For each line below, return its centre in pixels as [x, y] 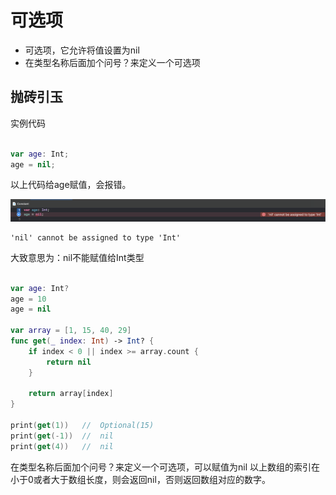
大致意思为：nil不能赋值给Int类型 [77, 257]
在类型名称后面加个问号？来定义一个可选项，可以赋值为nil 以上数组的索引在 [165, 467]
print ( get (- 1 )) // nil [62, 436]
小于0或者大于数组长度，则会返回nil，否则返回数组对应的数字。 [140, 479]
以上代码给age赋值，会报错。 [71, 185]
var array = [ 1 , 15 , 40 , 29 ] [71, 331]
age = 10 [28, 299]
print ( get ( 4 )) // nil [62, 446]
